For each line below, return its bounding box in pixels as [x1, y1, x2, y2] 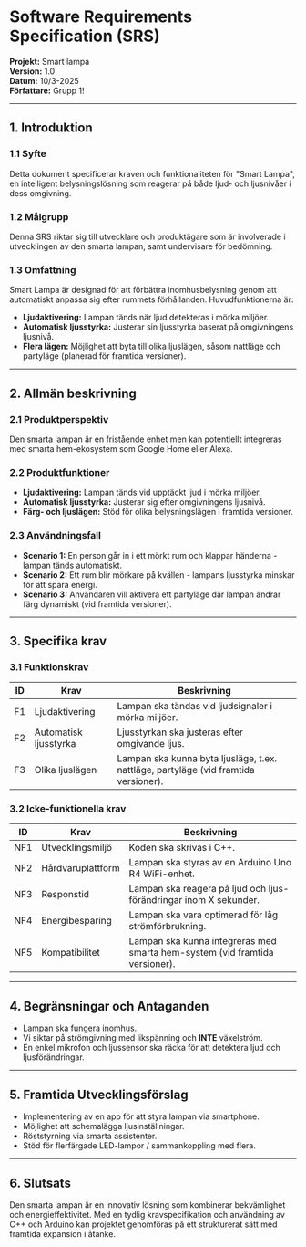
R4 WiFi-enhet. [128, 867, 196, 880]
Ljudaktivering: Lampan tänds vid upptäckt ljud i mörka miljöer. [22, 487, 261, 498]
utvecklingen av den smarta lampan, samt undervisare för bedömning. [9, 240, 273, 252]
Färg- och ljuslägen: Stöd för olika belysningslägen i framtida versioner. [22, 507, 293, 518]
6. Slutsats [9, 1175, 71, 1190]
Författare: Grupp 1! [9, 85, 85, 96]
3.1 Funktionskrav [9, 660, 89, 673]
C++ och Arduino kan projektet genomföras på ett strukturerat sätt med [9, 1219, 278, 1230]
